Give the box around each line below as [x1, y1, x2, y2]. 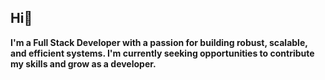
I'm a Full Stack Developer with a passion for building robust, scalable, [10, 36, 308, 48]
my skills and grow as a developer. [10, 57, 157, 70]
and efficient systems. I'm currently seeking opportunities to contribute [10, 47, 315, 59]
